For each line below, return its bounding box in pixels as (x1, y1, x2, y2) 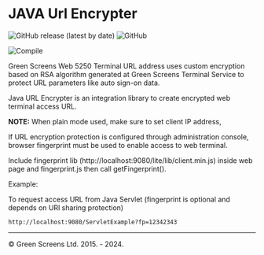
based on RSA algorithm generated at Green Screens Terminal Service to (8, 69, 245, 79)
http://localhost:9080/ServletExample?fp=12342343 (8, 218, 178, 226)
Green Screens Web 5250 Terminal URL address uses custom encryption (8, 61, 245, 71)
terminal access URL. (8, 102, 77, 111)
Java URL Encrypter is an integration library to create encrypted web (8, 93, 231, 102)
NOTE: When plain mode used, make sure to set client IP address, (8, 116, 222, 126)
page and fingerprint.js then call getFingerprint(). (8, 164, 167, 173)
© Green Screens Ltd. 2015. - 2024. (8, 239, 124, 249)
